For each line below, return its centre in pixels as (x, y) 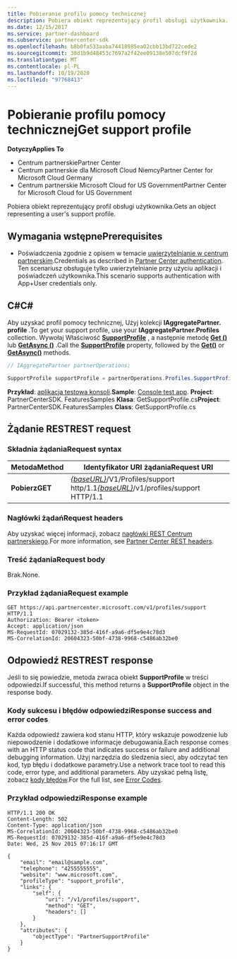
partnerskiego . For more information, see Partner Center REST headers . (110, 541)
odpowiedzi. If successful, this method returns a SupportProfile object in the (118, 685)
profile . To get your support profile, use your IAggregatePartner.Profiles (114, 330)
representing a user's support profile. (62, 214)
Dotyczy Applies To (36, 149)
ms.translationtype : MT (42, 60)
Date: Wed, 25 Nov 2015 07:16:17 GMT (63, 844)
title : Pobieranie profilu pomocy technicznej (77, 14)
